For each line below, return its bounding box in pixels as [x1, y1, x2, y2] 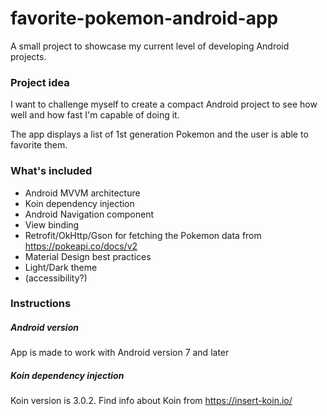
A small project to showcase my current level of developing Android [10, 40, 290, 52]
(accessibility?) [24, 272, 88, 284]
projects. [10, 50, 47, 62]
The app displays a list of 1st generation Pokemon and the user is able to [10, 128, 309, 141]
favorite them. [10, 139, 68, 151]
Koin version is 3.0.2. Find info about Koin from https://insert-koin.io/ [10, 395, 293, 407]
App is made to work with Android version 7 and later [10, 347, 230, 359]
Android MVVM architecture [24, 187, 141, 199]
